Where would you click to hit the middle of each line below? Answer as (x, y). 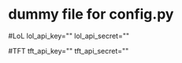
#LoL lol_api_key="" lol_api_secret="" (69, 36)
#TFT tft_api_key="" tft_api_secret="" (69, 51)
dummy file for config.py (91, 14)
